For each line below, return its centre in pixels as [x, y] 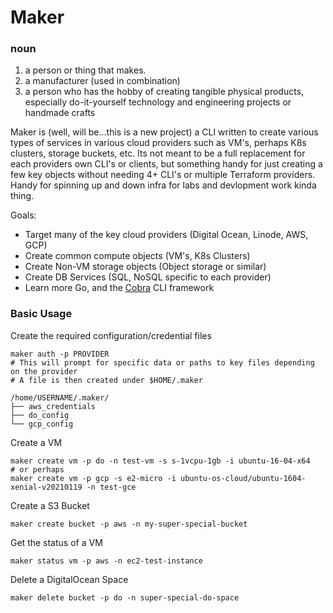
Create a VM [36, 442]
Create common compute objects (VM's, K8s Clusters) [137, 256]
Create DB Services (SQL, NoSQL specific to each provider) [148, 277]
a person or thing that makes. [85, 70]
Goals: [23, 215]
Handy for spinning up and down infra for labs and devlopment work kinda [163, 185]
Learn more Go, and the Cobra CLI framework [119, 288]
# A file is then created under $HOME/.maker [106, 380]
